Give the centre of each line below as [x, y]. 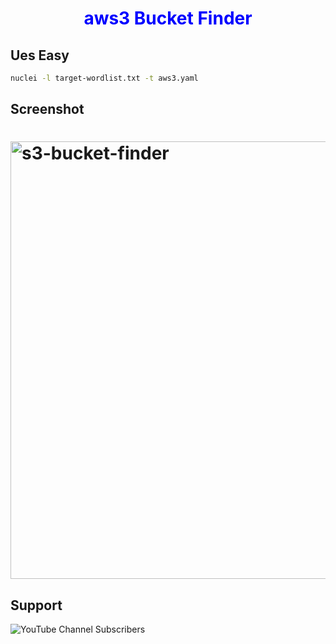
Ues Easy [40, 55]
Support [36, 605]
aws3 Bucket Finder [168, 18]
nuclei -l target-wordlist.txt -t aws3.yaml [104, 78]
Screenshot [47, 109]
